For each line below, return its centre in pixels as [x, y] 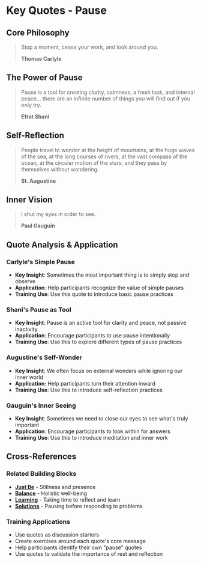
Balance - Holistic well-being [51, 493]
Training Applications [38, 521]
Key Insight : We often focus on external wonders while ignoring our [99, 371]
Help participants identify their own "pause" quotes [78, 547]
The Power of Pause [44, 78]
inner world [29, 377]
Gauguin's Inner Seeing [41, 405]
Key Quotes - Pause [56, 11]
